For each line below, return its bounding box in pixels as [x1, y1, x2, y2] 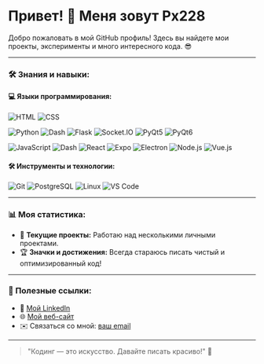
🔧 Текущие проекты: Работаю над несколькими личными [19, 230, 216, 239]
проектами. [19, 238, 59, 248]
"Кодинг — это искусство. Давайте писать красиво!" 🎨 [27, 346, 212, 356]
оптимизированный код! [19, 259, 102, 268]
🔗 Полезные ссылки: [8, 285, 92, 296]
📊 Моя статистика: [8, 209, 86, 220]
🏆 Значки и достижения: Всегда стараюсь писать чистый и [19, 247, 225, 256]
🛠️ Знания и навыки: [8, 68, 90, 79]
